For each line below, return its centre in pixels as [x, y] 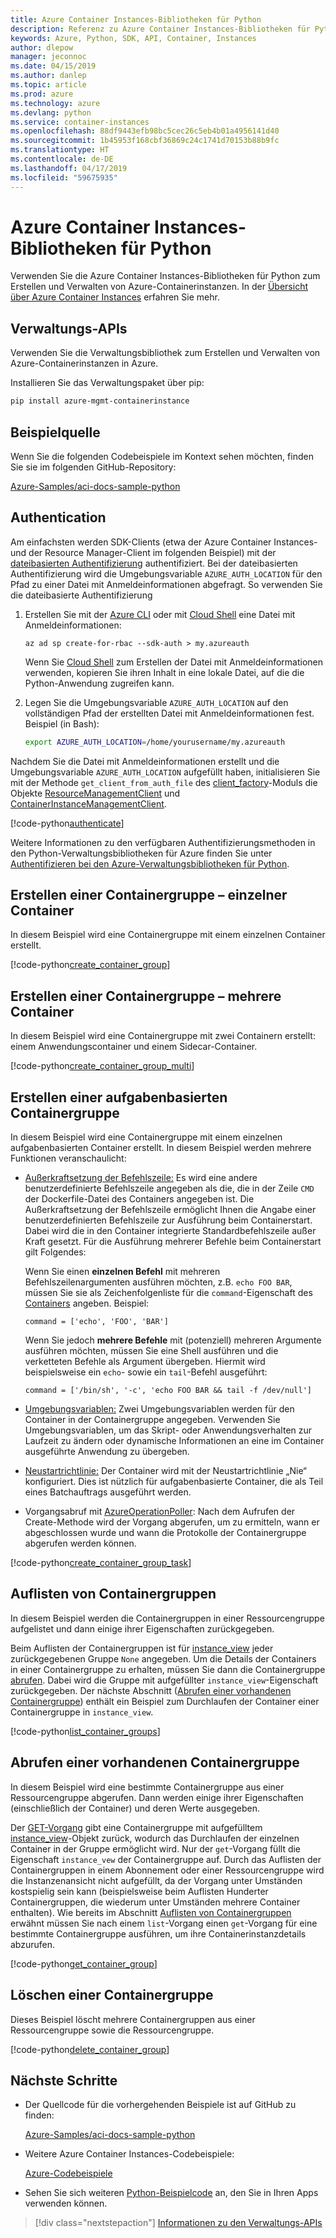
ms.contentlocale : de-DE [62, 159]
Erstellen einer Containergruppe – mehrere [146, 996]
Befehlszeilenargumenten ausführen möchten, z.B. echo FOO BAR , [158, 1282]
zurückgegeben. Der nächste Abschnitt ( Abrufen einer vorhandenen [151, 1690]
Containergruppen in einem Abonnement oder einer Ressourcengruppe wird [167, 1870]
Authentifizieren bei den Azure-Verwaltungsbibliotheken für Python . [150, 863]
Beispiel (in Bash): [62, 723]
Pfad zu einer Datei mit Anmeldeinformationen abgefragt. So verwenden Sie [166, 584]
